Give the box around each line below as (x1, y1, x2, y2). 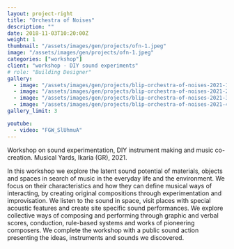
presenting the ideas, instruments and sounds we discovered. (7, 233, 185, 241)
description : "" (7, 23, 54, 30)
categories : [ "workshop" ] (7, 56, 82, 63)
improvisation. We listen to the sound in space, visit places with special (7, 196, 211, 204)
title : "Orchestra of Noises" (7, 17, 95, 24)
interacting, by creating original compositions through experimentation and (7, 189, 222, 197)
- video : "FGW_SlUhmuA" (13, 126, 82, 133)
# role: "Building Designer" (7, 68, 92, 75)
